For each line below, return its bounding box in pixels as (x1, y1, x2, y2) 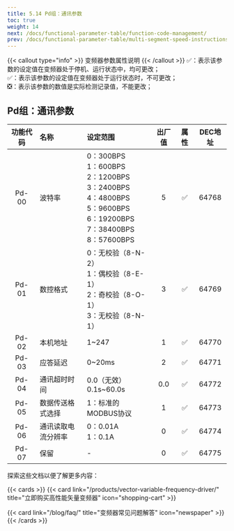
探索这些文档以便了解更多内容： (7, 471, 99, 479)
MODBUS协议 (86, 408, 132, 418)
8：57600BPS (86, 234, 134, 244)
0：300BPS (86, 151, 126, 160)
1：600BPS (86, 161, 126, 171)
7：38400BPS (86, 224, 134, 234)
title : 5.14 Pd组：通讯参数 (7, 10, 82, 17)
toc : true (7, 17, 36, 24)
